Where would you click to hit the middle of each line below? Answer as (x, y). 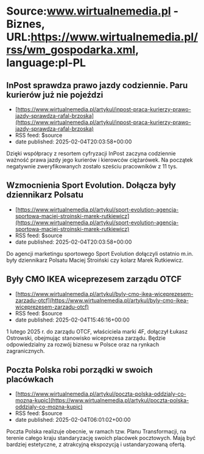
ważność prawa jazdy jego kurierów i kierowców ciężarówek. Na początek (100, 160)
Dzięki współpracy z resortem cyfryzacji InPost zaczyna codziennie (91, 153)
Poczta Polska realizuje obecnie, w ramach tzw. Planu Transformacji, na (97, 432)
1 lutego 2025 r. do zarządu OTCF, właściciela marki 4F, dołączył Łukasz (97, 331)
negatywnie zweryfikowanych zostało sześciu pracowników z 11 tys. (92, 166)
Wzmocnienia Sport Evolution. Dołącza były (91, 186)
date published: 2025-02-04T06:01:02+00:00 (73, 420)
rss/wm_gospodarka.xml (71, 50)
